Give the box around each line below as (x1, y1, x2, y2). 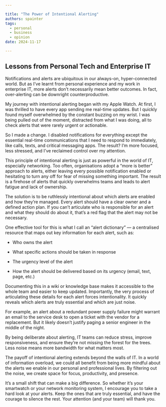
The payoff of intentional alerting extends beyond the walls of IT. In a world (5, 354, 159, 360)
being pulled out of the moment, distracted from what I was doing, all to (5, 117, 152, 123)
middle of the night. (5, 324, 45, 330)
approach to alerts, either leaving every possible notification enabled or (5, 168, 152, 174)
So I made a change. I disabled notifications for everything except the (5, 132, 148, 137)
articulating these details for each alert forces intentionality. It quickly (5, 293, 147, 299)
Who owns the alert (12, 239, 53, 245)
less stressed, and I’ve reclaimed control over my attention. (5, 147, 126, 153)
